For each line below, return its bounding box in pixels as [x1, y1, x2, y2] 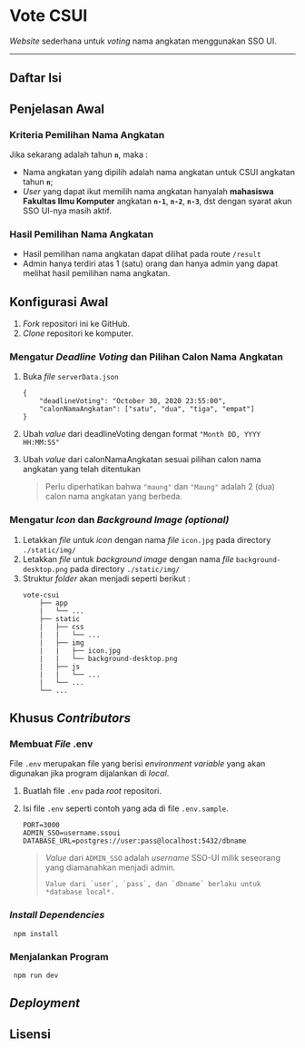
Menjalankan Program [9, 950, 109, 963]
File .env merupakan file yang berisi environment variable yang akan [9, 758, 266, 769]
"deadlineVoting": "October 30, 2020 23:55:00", [39, 397, 227, 406]
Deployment [9, 995, 80, 1011]
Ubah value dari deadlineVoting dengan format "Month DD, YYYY [22, 429, 261, 440]
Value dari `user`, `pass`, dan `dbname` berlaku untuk [44, 880, 261, 889]
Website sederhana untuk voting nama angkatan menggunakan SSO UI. [9, 35, 277, 46]
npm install [13, 929, 59, 938]
